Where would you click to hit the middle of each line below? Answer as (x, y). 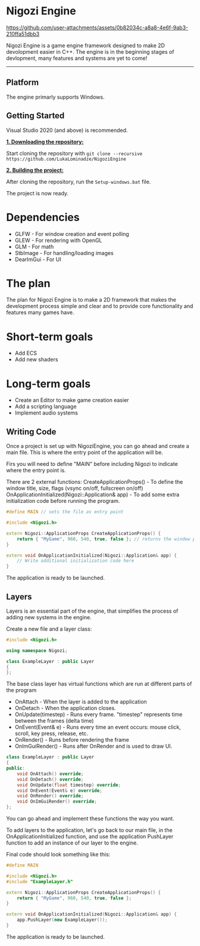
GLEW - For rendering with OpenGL (58, 240)
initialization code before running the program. (63, 501)
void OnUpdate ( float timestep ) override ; (69, 785)
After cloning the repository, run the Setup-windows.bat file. (79, 182)
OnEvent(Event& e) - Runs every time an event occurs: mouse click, (98, 727)
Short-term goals (50, 337)
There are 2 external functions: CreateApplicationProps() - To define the (95, 482)
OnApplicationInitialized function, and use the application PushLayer (90, 837)
